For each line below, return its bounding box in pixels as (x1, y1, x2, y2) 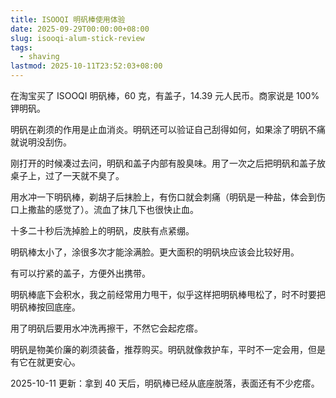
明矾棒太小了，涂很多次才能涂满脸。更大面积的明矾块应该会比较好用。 (10, 246, 300, 258)
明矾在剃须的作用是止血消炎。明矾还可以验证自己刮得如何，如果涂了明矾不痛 (10, 124, 326, 135)
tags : (10, 42, 33, 53)
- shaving (19, 52, 60, 62)
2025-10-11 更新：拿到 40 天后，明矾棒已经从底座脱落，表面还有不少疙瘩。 (10, 377, 320, 389)
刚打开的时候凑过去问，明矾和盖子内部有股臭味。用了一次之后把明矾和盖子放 (10, 157, 326, 169)
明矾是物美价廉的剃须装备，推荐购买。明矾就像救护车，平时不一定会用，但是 (10, 344, 326, 355)
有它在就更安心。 (10, 356, 81, 368)
